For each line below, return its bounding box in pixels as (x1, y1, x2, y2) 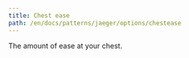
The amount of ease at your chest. (8, 41, 123, 50)
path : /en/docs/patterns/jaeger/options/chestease (8, 19, 182, 27)
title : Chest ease (8, 11, 70, 20)
